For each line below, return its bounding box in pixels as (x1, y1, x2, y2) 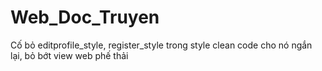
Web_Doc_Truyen (10, 6, 160, 29)
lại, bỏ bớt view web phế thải (10, 49, 129, 61)
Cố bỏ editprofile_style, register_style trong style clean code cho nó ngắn (10, 39, 313, 51)
